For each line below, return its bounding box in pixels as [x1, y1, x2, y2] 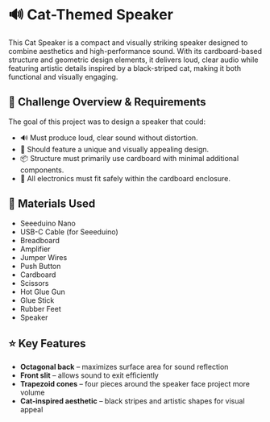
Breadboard [19, 235, 60, 245]
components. [19, 165, 64, 175]
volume [19, 387, 45, 398]
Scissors [19, 278, 50, 288]
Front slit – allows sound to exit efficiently [19, 370, 159, 380]
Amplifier [19, 244, 51, 254]
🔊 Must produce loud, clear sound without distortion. [19, 133, 199, 143]
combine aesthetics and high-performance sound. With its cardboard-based [8, 46, 263, 56]
